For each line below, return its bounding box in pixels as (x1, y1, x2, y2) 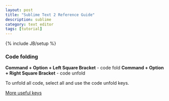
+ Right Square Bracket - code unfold (5, 70, 86, 77)
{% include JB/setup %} (5, 40, 56, 46)
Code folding (5, 53, 38, 60)
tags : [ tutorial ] (5, 27, 43, 32)
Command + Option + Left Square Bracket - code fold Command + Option (5, 65, 164, 71)
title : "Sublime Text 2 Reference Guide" (5, 12, 95, 17)
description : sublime (5, 17, 52, 22)
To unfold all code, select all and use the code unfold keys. (5, 80, 130, 86)
